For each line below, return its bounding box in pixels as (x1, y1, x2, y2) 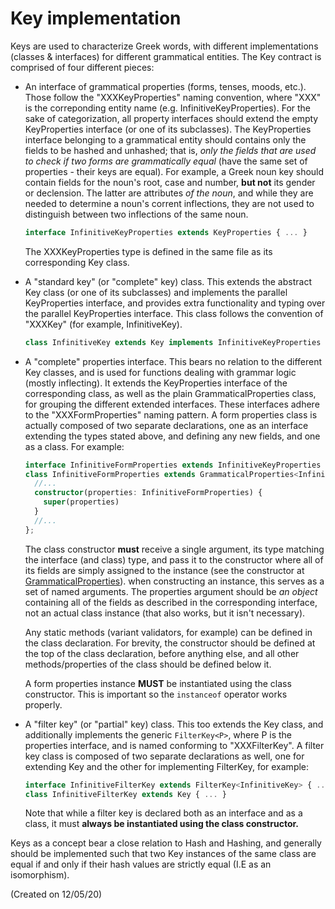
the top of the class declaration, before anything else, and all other (24, 647, 300, 659)
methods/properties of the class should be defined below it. (24, 658, 272, 670)
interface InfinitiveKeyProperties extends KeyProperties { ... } (24, 227, 308, 237)
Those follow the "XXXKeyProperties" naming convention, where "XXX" (24, 91, 322, 103)
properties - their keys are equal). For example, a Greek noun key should (24, 165, 325, 177)
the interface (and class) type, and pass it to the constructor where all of (24, 553, 324, 566)
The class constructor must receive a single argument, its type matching (24, 543, 325, 555)
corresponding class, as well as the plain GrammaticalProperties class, (24, 387, 317, 399)
